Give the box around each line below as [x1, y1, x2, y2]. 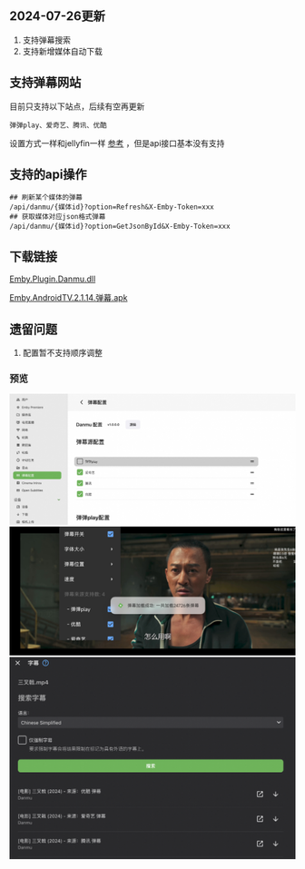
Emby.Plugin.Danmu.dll [9, 273, 96, 284]
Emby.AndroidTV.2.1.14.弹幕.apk [9, 292, 128, 303]
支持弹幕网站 [9, 75, 82, 91]
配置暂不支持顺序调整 [22, 348, 103, 359]
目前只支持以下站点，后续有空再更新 [9, 101, 145, 112]
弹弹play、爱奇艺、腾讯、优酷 [9, 121, 107, 130]
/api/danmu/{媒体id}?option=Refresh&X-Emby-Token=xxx [9, 202, 215, 212]
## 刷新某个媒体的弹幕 [9, 193, 84, 202]
